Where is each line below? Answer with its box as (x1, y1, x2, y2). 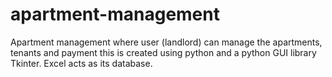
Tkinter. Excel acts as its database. (10, 57, 153, 69)
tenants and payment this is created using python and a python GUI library (10, 46, 317, 58)
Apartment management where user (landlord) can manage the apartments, (10, 36, 323, 48)
